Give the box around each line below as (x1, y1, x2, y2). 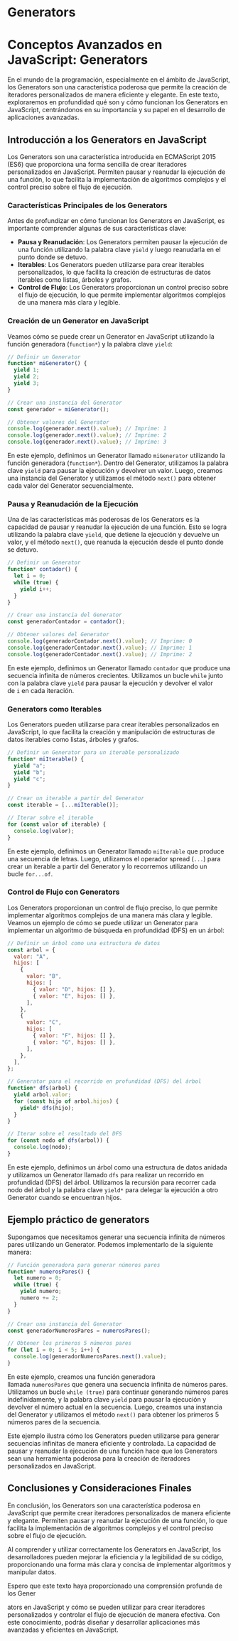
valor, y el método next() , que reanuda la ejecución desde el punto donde (7, 538, 224, 547)
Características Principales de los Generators (7, 200, 168, 210)
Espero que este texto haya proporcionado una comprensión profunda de (7, 1581, 222, 1590)
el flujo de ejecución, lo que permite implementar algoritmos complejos (17, 290, 226, 299)
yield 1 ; (13, 366, 40, 374)
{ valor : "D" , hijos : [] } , (33, 986, 116, 993)
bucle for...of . (7, 869, 53, 878)
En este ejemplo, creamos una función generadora (7, 1372, 156, 1381)
